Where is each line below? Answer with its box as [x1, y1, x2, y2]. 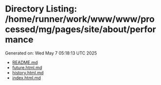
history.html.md [12, 70, 44, 75]
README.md [12, 59, 38, 65]
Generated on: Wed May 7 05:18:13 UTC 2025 [5, 50, 97, 56]
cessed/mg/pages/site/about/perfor [5, 24, 156, 35]
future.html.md [12, 64, 42, 71]
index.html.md [12, 75, 41, 81]
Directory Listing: [5, 3, 77, 14]
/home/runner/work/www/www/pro [5, 14, 155, 25]
